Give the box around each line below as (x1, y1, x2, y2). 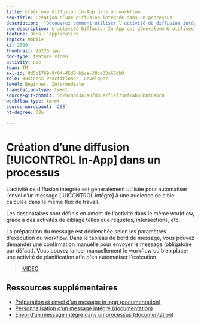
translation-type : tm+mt (6, 87, 68, 93)
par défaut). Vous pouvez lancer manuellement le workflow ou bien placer (6, 247, 189, 254)
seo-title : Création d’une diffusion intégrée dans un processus (6, 14, 172, 20)
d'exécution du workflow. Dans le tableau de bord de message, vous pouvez (6, 235, 195, 242)
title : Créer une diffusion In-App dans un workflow (6, 8, 141, 15)
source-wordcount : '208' (6, 103, 68, 110)
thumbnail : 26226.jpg (6, 48, 60, 54)
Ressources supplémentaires (6, 283, 118, 293)
